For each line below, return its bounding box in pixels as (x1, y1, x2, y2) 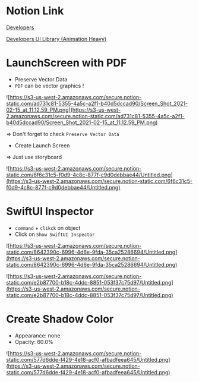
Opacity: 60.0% (14, 338, 53, 345)
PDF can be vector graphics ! (14, 82, 84, 89)
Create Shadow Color (6, 312, 114, 326)
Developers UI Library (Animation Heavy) (6, 35, 107, 42)
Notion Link (6, 4, 64, 18)
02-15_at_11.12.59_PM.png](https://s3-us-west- (6, 106, 121, 113)
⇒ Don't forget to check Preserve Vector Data (6, 130, 120, 137)
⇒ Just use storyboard (6, 153, 62, 160)
